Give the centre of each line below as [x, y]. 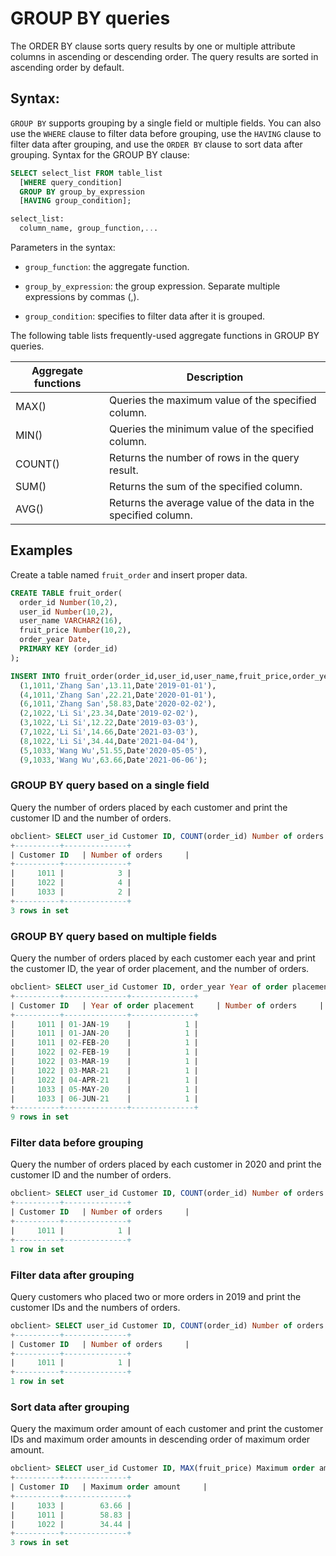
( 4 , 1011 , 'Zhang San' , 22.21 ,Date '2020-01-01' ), [118, 695]
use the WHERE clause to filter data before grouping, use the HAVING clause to [166, 133]
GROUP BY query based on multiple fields [114, 936]
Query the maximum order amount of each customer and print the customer [167, 1429]
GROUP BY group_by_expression [82, 192]
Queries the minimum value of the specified [212, 429]
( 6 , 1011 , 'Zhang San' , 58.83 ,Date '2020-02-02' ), [118, 704]
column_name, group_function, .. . [89, 228]
